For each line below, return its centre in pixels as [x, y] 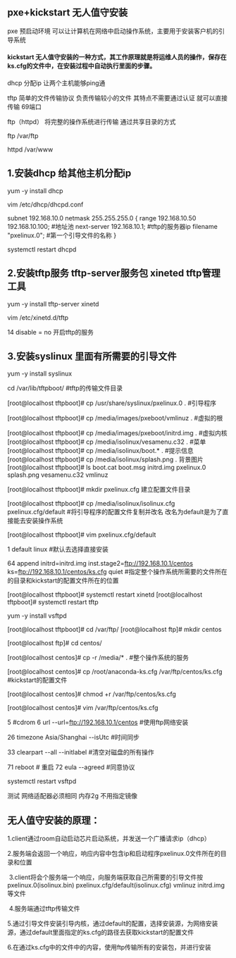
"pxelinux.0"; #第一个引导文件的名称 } [62, 235]
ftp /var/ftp [23, 136]
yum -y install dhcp [35, 191]
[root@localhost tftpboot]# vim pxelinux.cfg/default [82, 535]
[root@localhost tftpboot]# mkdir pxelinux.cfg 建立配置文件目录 [99, 490]
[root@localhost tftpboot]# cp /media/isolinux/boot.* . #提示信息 [100, 451]
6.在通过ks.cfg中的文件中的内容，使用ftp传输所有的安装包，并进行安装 [109, 947]
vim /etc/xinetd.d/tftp [38, 317]
